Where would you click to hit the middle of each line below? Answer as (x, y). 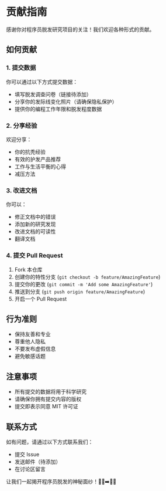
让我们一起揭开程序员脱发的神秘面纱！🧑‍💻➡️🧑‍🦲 (61, 481)
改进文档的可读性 (35, 232)
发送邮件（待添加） (38, 462)
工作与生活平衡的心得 (40, 166)
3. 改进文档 (22, 190)
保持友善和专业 (32, 334)
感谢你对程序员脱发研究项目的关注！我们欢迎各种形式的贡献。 (80, 29)
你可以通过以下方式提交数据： (42, 82)
